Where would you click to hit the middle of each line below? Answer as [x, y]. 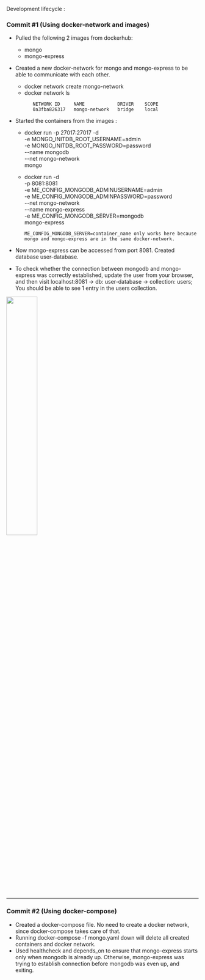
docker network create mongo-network [74, 87]
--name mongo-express [55, 210]
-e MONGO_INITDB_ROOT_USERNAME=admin [83, 139]
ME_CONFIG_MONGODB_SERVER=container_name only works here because [110, 234]
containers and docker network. [55, 944]
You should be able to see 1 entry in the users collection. [86, 288]
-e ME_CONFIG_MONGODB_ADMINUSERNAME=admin [93, 190]
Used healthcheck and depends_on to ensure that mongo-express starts [106, 951]
